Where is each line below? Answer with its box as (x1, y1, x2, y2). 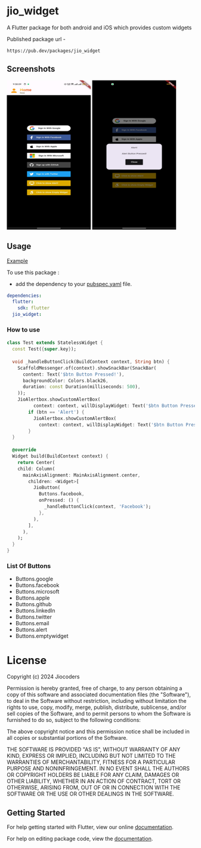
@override (12, 447, 36, 453)
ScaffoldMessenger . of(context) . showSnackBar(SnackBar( (17, 365, 157, 371)
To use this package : (7, 269, 60, 276)
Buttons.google (15, 575, 53, 583)
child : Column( (17, 466, 55, 472)
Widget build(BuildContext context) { (12, 453, 109, 459)
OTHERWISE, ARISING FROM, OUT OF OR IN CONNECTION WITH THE (7, 784, 181, 791)
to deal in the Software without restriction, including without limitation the (7, 698, 187, 705)
